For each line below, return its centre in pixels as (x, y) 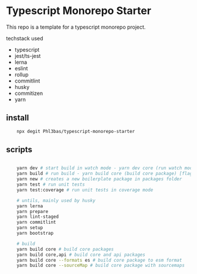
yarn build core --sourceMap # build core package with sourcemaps (101, 266)
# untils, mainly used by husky (56, 200)
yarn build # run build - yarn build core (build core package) (97, 174)
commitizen (29, 93)
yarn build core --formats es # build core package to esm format (99, 260)
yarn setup (30, 228)
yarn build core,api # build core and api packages (81, 255)
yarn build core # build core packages (65, 249)
